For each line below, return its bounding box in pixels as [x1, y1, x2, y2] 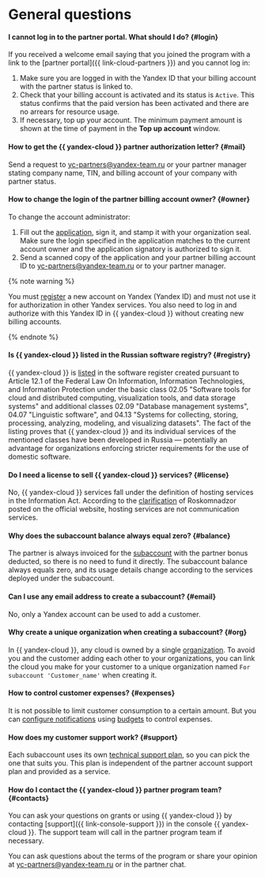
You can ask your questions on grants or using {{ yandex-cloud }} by [8, 811, 233, 820]
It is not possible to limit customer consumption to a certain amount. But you [8, 706, 257, 716]
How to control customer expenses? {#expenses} [8, 688, 176, 697]
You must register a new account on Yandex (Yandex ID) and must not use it [8, 291, 256, 301]
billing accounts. [8, 316, 62, 326]
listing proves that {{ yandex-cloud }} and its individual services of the [8, 427, 237, 436]
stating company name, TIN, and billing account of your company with [8, 168, 237, 177]
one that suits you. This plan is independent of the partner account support [8, 758, 253, 768]
